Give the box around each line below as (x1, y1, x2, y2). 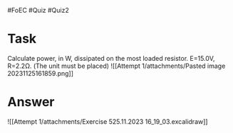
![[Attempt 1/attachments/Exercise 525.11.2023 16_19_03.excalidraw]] (7, 117, 208, 126)
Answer (7, 94, 55, 110)
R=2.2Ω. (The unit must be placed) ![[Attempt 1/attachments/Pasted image (7, 62, 226, 70)
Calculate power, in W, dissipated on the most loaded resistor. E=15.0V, (7, 54, 215, 62)
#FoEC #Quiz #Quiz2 (7, 6, 69, 14)
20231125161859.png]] (7, 69, 73, 77)
